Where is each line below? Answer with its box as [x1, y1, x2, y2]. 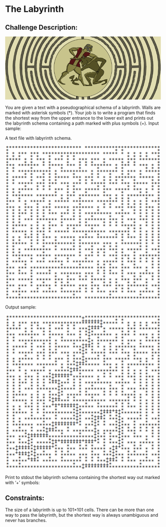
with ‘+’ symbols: [5, 480, 40, 485]
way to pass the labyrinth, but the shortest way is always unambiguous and [5, 512, 159, 518]
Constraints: [5, 493, 44, 502]
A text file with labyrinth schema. [5, 135, 72, 141]
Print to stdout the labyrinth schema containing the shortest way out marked [5, 474, 160, 480]
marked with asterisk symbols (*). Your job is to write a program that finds [5, 110, 156, 116]
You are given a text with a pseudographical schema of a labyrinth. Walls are [5, 105, 161, 111]
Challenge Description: [5, 23, 78, 32]
